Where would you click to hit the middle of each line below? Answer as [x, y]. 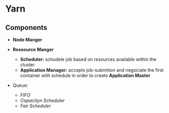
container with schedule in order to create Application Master [85, 76]
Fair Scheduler [36, 106]
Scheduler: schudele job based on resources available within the [88, 59]
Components [26, 28]
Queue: [20, 85]
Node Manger [27, 40]
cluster [27, 65]
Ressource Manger [33, 49]
